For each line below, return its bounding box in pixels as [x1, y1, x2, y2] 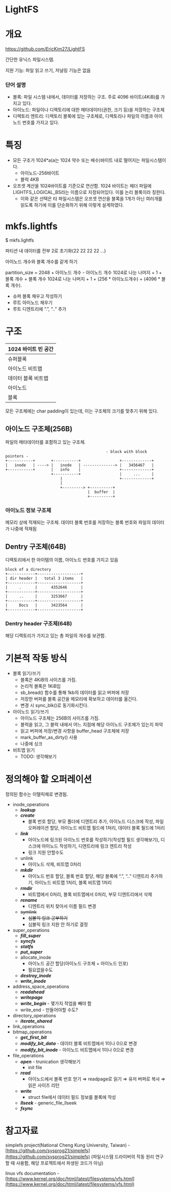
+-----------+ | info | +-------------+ [5, 467, 154, 472]
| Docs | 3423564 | [5, 603, 83, 608]
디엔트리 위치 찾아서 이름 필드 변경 [28, 903, 96, 909]
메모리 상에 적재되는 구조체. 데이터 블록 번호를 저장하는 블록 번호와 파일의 [5, 519, 151, 526]
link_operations [12, 1024, 45, 1030]
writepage [20, 994, 43, 1001]
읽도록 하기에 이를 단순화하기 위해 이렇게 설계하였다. [20, 202, 124, 208]
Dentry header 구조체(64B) [5, 620, 72, 627]
